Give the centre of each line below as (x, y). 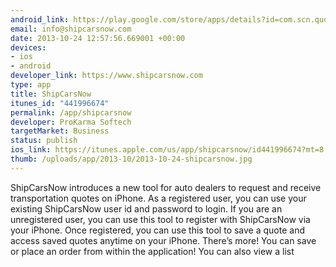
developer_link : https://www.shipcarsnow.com (106, 76)
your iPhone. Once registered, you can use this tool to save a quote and (157, 230)
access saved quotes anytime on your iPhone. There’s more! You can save (163, 240)
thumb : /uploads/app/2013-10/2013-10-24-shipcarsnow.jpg (131, 159)
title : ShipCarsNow (51, 94)
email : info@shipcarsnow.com (71, 29)
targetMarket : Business (60, 131)
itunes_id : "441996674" (60, 103)
